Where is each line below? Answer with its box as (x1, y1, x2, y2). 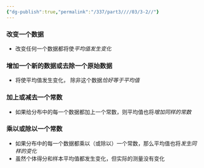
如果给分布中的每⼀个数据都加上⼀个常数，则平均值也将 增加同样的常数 (15, 108, 192, 115)
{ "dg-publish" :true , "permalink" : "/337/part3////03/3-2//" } (6, 8, 160, 15)
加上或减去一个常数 (6, 93, 63, 102)
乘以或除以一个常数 (6, 125, 63, 133)
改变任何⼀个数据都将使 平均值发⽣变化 (15, 45, 111, 52)
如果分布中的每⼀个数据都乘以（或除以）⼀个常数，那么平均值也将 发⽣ (15, 139, 192, 147)
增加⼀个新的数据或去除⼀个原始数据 (6, 61, 113, 70)
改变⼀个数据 (6, 30, 44, 38)
